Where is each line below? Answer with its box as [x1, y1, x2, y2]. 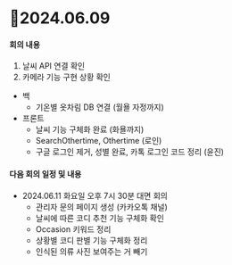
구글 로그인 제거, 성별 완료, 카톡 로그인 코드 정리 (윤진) [35, 146, 225, 157]
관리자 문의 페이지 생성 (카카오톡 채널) [35, 201, 168, 212]
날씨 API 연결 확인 [21, 61, 86, 71]
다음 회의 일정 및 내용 [9, 169, 82, 179]
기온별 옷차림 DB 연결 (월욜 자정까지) [35, 102, 165, 112]
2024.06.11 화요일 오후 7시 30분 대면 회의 [21, 190, 168, 201]
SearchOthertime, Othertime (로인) [35, 136, 162, 146]
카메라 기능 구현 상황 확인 [21, 71, 112, 83]
